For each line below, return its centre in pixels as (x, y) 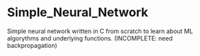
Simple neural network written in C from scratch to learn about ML (100, 31)
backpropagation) (32, 45)
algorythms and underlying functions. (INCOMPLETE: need (90, 38)
